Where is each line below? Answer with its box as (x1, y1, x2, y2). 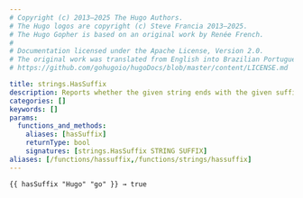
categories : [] (9, 96, 67, 105)
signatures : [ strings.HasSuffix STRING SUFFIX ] (25, 147, 207, 156)
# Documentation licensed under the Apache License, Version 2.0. (9, 47, 264, 56)
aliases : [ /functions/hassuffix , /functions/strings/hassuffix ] (9, 155, 252, 164)
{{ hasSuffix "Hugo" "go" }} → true (9, 179, 147, 189)
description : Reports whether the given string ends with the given (9, 87, 272, 97)
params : (9, 113, 39, 122)
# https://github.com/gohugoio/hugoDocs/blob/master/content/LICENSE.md (9, 64, 289, 73)
